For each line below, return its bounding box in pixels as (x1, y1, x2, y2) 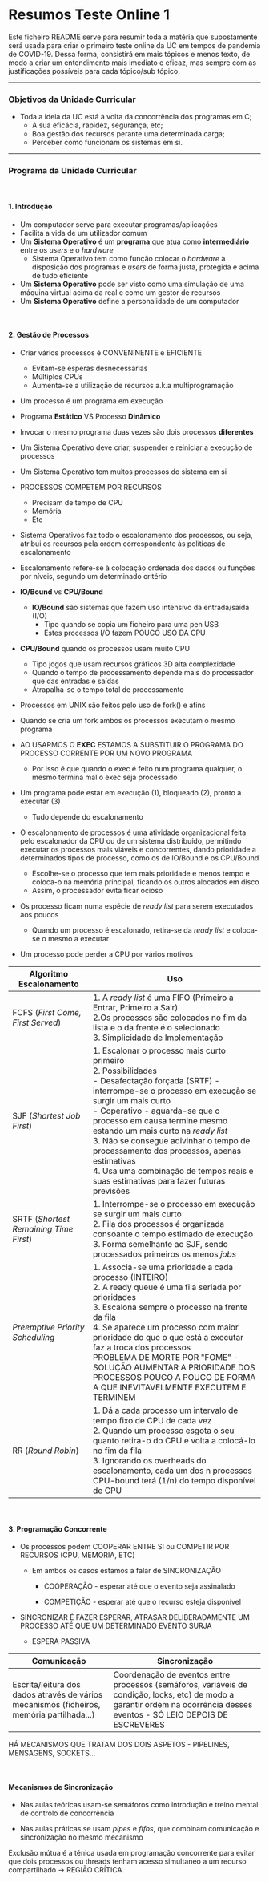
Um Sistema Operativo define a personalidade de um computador (19, 296, 239, 306)
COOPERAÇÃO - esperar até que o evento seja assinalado (43, 1581, 235, 1591)
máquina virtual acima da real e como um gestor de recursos (19, 287, 221, 297)
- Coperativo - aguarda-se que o (93, 1105, 220, 1116)
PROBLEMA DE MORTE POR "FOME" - (93, 1351, 239, 1362)
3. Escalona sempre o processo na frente (93, 1301, 248, 1313)
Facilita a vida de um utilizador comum (19, 228, 147, 237)
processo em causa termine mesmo (93, 1115, 228, 1126)
